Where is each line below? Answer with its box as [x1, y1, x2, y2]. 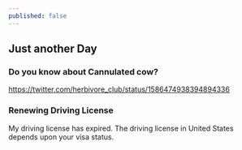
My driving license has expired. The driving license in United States [8, 123, 234, 133]
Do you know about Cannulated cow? [8, 66, 158, 77]
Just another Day [8, 42, 97, 56]
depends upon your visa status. [8, 131, 115, 142]
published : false [8, 11, 67, 20]
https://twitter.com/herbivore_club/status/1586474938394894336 [8, 84, 230, 94]
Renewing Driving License [8, 105, 114, 116]
